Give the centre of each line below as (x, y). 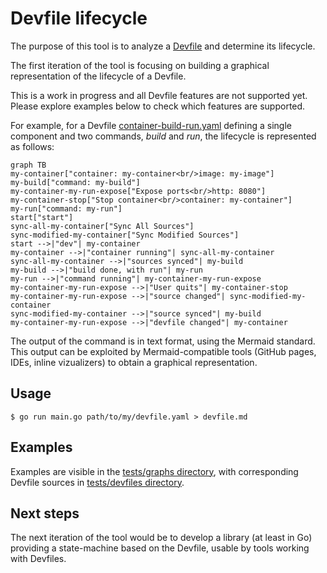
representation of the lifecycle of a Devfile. (98, 76)
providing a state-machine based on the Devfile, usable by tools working (160, 548)
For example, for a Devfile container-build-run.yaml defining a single (151, 125)
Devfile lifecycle (79, 18)
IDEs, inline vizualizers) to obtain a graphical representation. (134, 362)
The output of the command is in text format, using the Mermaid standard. (163, 341)
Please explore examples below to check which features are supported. (158, 106)
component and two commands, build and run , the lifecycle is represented (163, 136)
